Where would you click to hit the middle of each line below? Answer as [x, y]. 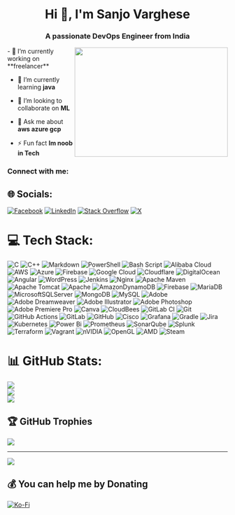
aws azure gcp [39, 129]
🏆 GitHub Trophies [50, 422]
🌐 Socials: [30, 194]
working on [23, 59]
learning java [36, 87]
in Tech [28, 153]
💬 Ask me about [40, 122]
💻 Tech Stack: [50, 240]
